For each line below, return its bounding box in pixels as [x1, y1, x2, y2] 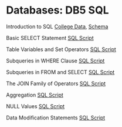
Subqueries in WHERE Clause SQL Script [6, 57, 105, 64]
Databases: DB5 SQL [6, 4, 110, 17]
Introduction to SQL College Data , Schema [6, 23, 109, 30]
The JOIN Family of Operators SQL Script [6, 80, 106, 87]
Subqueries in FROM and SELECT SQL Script [6, 68, 115, 75]
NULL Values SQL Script [6, 102, 65, 109]
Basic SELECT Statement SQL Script [6, 34, 94, 41]
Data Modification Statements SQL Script [6, 114, 106, 121]
